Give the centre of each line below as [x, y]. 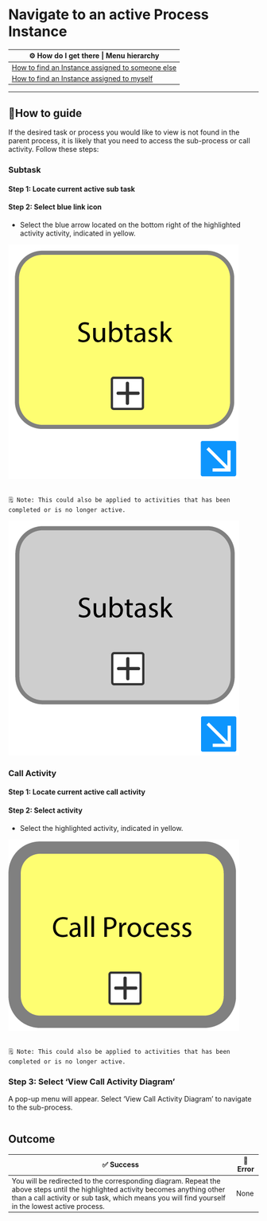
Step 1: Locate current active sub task [72, 189]
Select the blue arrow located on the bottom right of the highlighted [130, 224]
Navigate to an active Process [108, 15]
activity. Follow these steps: [54, 150]
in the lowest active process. [58, 1206]
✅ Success [120, 1164]
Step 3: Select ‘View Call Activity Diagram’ [92, 1082]
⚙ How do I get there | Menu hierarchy [94, 56]
